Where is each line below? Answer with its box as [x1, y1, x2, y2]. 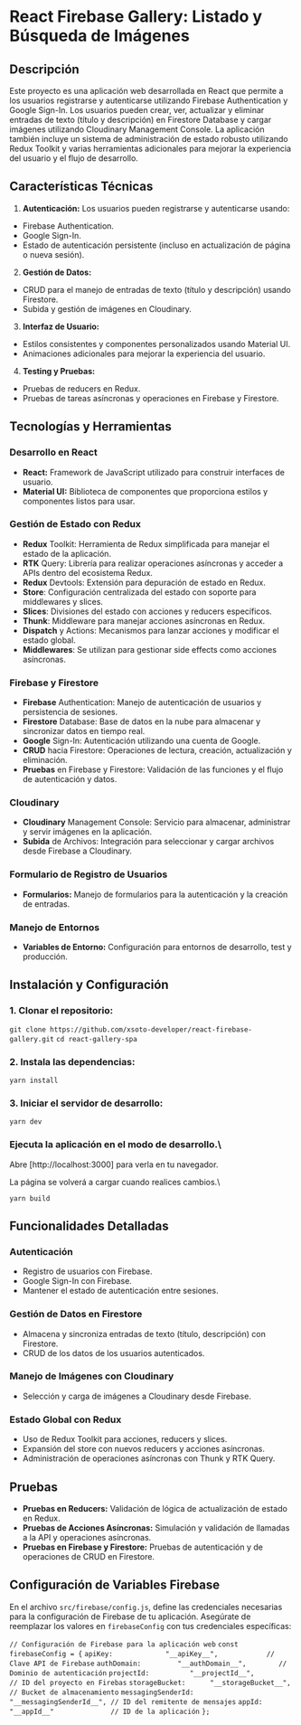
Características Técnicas [9, 179, 154, 194]
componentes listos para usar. [22, 495, 136, 506]
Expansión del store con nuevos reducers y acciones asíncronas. [22, 1444, 265, 1455]
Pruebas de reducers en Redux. [22, 382, 141, 394]
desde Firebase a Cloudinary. [22, 845, 133, 856]
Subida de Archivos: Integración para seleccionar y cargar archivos [22, 836, 275, 847]
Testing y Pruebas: [22, 365, 96, 376]
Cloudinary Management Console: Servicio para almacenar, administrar [22, 816, 291, 828]
